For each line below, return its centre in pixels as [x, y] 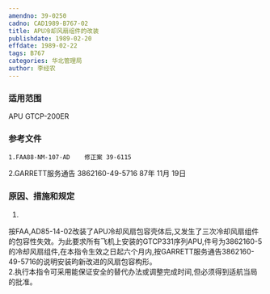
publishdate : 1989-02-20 [50, 38]
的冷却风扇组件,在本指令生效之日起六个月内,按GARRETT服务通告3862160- [131, 251]
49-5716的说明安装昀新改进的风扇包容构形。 [82, 261]
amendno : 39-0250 [38, 16]
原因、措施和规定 [42, 196]
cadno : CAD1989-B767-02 [49, 23]
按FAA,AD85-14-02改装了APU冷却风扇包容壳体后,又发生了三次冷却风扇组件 [134, 231]
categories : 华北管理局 [45, 61]
